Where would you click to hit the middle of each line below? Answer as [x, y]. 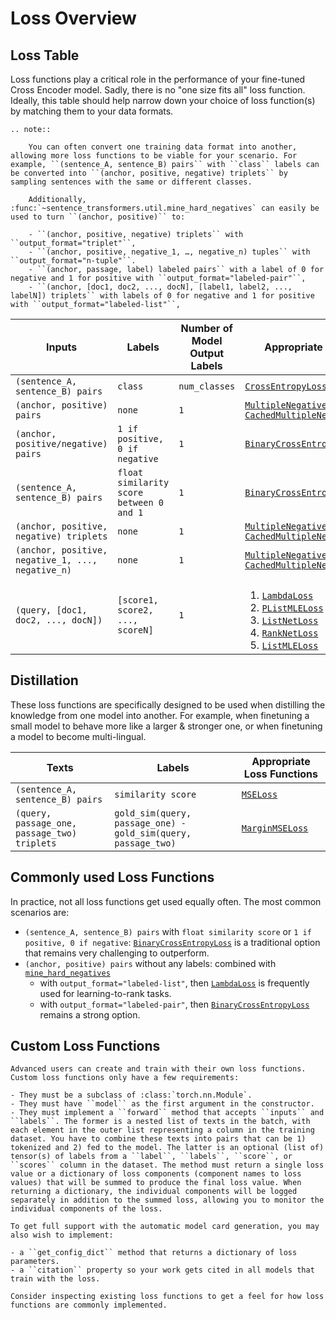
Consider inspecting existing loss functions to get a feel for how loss [167, 1297]
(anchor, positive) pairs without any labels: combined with [150, 963]
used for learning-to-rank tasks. [105, 993]
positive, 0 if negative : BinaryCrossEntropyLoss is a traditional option [172, 942]
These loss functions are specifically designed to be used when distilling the [168, 704]
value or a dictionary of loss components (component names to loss [156, 1174]
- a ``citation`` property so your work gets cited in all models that [162, 1270]
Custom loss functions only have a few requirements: [125, 1078]
